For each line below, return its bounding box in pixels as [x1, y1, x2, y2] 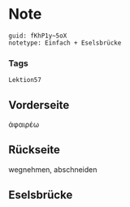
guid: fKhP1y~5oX [8, 32, 67, 40]
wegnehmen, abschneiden [8, 164, 97, 175]
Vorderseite [8, 98, 70, 112]
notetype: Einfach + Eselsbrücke [8, 38, 122, 47]
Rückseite [8, 143, 61, 157]
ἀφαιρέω [8, 119, 39, 130]
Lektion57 [8, 76, 42, 84]
